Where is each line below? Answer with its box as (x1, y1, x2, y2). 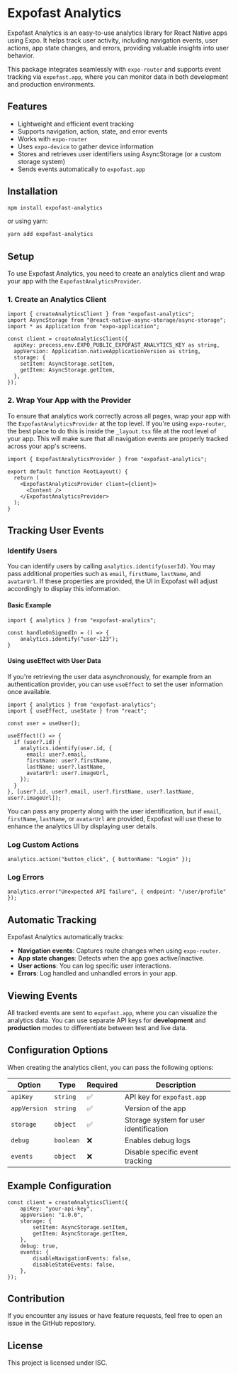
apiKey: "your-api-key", (20, 1205, 93, 1212)
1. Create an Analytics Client (7, 295, 107, 305)
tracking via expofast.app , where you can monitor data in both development (7, 72, 229, 81)
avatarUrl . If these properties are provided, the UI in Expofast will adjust (7, 577, 218, 585)
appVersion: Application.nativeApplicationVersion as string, (13, 348, 201, 355)
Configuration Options (7, 1044, 108, 1056)
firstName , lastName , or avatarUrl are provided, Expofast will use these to (7, 814, 222, 823)
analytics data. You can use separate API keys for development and (7, 1016, 206, 1024)
